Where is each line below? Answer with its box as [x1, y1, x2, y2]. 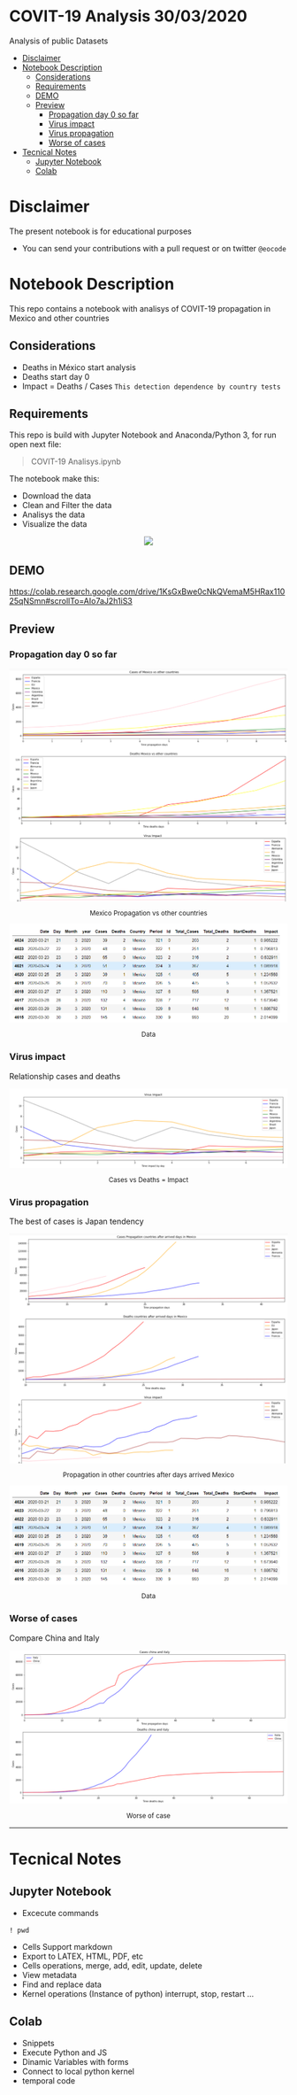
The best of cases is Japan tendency [9, 1216, 144, 1227]
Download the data [21, 491, 91, 501]
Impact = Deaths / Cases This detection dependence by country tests [21, 381, 281, 391]
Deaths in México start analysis [21, 361, 137, 373]
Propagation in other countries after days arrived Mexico [63, 1471, 234, 1480]
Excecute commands [21, 1907, 99, 1918]
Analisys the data [21, 509, 86, 520]
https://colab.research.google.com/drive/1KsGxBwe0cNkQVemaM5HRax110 [9, 586, 286, 597]
